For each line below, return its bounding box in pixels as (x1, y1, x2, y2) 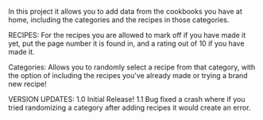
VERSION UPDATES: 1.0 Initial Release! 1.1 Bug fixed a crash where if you (8, 95, 246, 103)
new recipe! (8, 79, 47, 88)
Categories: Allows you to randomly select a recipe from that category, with (8, 62, 256, 72)
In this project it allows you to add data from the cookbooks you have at (8, 7, 242, 16)
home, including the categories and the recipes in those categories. (8, 15, 230, 24)
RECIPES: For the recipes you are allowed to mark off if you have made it (8, 31, 246, 39)
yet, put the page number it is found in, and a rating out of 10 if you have (8, 39, 245, 48)
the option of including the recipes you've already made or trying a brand (8, 71, 248, 80)
